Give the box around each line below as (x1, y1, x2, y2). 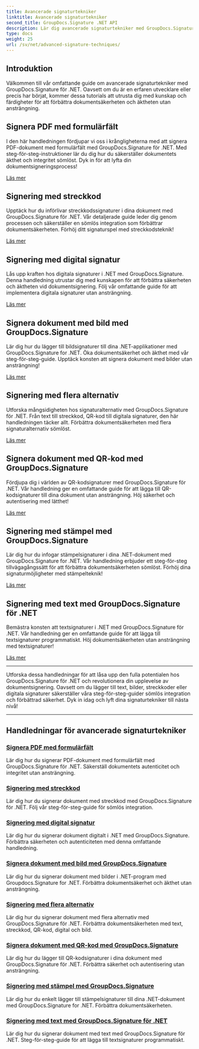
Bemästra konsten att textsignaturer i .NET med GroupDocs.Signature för (6, 623, 184, 631)
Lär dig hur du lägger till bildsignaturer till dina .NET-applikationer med (6, 343, 178, 350)
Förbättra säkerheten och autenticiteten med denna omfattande (6, 838, 161, 845)
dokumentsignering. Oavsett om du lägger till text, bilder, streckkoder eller (6, 684, 188, 691)
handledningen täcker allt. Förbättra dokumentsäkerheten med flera (6, 418, 172, 426)
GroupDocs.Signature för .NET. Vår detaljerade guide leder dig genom (6, 213, 177, 220)
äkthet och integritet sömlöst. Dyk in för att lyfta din (6, 156, 131, 164)
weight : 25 (6, 36, 33, 42)
